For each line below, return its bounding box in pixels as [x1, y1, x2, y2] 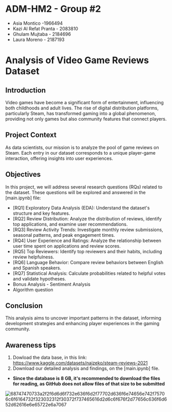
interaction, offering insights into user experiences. [5, 155, 113, 161]
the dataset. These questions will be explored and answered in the [5, 189, 146, 195]
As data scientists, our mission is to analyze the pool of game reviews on [5, 144, 159, 151]
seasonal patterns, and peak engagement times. [12, 232, 116, 238]
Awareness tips [5, 341, 56, 349]
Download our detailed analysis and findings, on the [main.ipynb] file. [12, 365, 160, 371]
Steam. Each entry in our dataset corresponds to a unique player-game [5, 149, 156, 156]
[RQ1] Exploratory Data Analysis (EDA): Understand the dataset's [12, 204, 150, 211]
